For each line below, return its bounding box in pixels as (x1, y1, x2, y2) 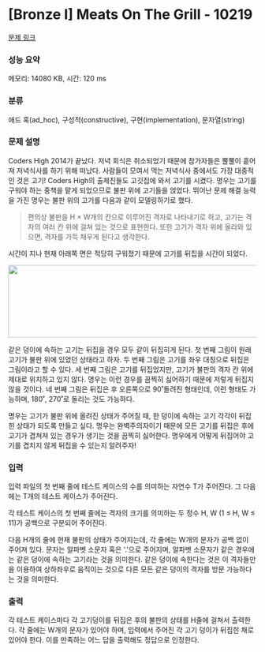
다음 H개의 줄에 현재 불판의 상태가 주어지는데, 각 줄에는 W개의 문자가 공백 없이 (8, 535, 249, 545)
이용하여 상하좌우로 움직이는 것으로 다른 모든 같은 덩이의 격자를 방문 (16, 564, 225, 574)
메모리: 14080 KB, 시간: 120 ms (8, 73, 106, 84)
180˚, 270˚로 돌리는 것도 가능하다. (31, 394, 135, 403)
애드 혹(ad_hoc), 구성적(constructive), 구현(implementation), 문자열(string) (8, 114, 245, 124)
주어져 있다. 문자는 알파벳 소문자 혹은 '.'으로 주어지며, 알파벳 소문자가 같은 (8, 545, 234, 554)
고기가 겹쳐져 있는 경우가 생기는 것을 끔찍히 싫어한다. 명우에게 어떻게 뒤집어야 (8, 430, 246, 440)
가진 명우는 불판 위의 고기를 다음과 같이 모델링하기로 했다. (16, 195, 193, 204)
